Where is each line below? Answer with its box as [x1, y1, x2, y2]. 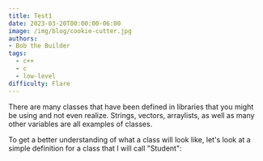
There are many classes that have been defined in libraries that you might [8, 102, 254, 112]
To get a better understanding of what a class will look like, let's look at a [8, 134, 251, 144]
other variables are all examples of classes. [8, 119, 153, 129]
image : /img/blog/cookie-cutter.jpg [8, 27, 132, 35]
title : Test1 [8, 11, 53, 20]
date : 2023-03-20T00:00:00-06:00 [8, 19, 121, 28]
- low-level [15, 72, 57, 80]
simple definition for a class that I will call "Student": [8, 143, 182, 153]
